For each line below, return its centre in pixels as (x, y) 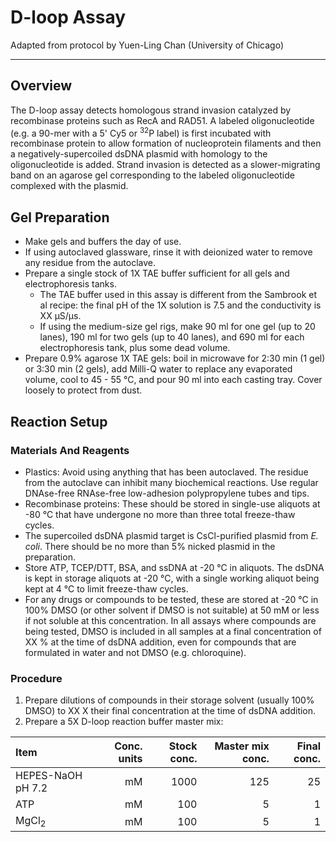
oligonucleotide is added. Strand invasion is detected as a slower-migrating (165, 165)
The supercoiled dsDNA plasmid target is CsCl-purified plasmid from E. (171, 535)
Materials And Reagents (70, 450)
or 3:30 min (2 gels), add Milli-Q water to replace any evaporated (158, 369)
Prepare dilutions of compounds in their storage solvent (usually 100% (169, 700)
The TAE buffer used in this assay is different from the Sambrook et (178, 295)
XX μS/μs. (60, 316)
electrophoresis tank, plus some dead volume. (135, 348)
